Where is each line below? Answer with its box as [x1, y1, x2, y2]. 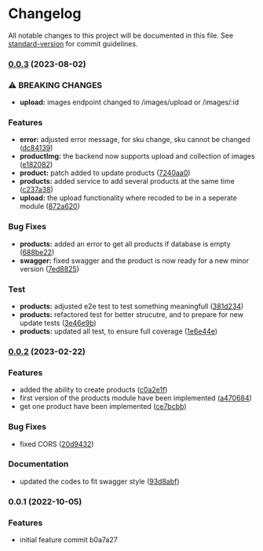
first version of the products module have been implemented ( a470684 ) [19, 393, 253, 403]
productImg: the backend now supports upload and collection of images [19, 151, 255, 161]
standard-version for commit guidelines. [8, 38, 138, 48]
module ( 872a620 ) [19, 202, 81, 211]
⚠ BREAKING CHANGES [8, 79, 103, 90]
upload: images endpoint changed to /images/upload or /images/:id [19, 97, 239, 107]
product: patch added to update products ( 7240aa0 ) [19, 168, 191, 177]
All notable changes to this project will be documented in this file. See [8, 31, 234, 40]
